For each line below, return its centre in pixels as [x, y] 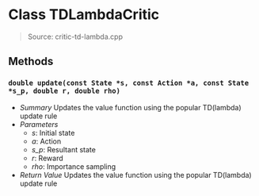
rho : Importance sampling [74, 166]
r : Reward [47, 158]
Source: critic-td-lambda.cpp [75, 37]
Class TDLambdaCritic [84, 15]
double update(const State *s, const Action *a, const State [129, 83]
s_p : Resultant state [64, 149]
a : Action [46, 141]
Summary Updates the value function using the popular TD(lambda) [130, 107]
